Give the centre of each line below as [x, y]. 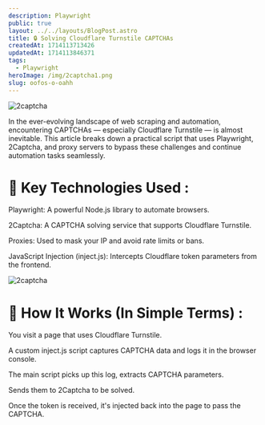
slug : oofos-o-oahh [41, 83]
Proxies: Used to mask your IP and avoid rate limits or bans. [106, 241]
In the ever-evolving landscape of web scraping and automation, [115, 121]
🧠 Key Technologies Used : [99, 187]
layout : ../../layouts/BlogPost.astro [73, 30]
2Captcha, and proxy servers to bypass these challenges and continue [125, 147]
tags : [17, 61]
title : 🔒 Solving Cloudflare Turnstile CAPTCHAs [91, 38]
